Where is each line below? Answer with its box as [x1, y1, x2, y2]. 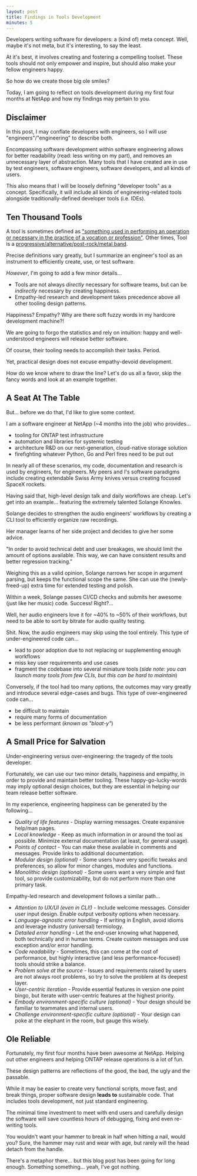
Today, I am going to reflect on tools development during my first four [6, 89, 175, 96]
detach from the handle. [6, 1146, 65, 1153]
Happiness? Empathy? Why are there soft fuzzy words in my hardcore [6, 311, 175, 318]
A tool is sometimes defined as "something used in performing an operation [6, 228, 190, 235]
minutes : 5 [6, 20, 33, 25]
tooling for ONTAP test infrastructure [14, 431, 104, 438]
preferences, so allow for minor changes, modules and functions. [14, 862, 173, 869]
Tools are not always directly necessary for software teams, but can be [14, 281, 187, 288]
